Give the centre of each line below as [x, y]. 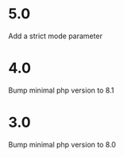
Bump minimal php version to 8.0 [62, 144]
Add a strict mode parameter [56, 36]
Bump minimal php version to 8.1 [61, 90]
